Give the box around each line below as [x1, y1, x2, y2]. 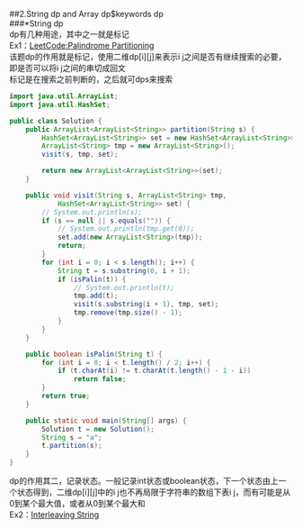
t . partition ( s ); [41, 442, 102, 451]
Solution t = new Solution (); [41, 424, 155, 433]
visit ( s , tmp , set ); [41, 150, 119, 160]
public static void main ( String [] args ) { [25, 415, 187, 425]
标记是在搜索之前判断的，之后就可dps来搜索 [9, 74, 173, 85]
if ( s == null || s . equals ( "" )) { [41, 216, 171, 225]
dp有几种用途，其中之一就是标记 [9, 29, 130, 40]
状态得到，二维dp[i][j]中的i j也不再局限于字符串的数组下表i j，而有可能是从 [16, 487, 291, 497]
